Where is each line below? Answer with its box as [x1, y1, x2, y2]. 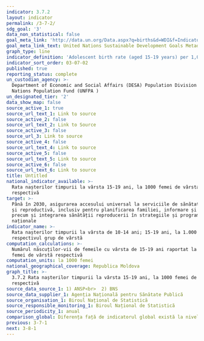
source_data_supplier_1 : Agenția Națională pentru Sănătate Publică [6, 291, 183, 298]
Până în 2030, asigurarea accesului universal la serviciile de [12, 201, 178, 207]
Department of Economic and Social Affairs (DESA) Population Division [12, 83, 197, 89]
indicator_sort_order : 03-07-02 [6, 60, 88, 66]
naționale [12, 218, 36, 224]
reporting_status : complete [6, 71, 78, 77]
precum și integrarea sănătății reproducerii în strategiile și [12, 212, 178, 219]
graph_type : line [6, 49, 50, 55]
